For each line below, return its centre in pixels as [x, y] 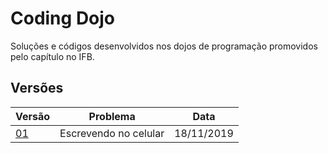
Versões [37, 88]
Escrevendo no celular [112, 133]
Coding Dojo [63, 18]
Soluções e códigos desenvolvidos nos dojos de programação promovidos [164, 46]
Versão [33, 116]
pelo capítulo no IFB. [52, 56]
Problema [112, 116]
